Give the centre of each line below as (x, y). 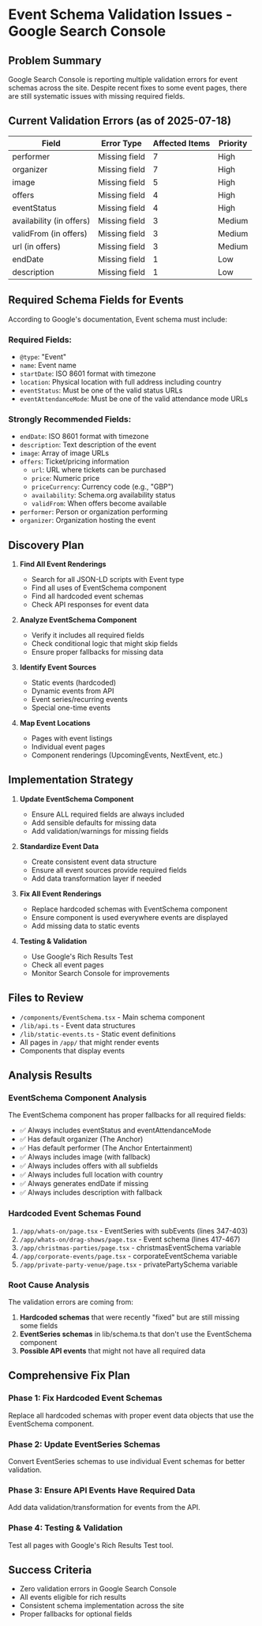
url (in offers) (37, 246)
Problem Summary (55, 60)
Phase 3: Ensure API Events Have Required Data (102, 1490)
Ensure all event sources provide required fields (109, 869)
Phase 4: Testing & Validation (65, 1528)
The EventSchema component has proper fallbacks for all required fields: (127, 1115)
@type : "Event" (43, 356)
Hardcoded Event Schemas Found (75, 1214)
